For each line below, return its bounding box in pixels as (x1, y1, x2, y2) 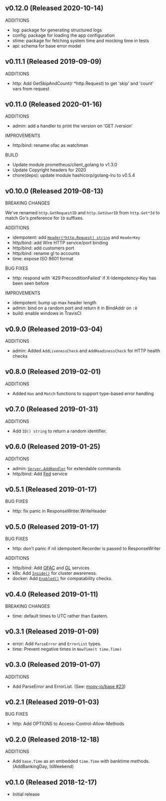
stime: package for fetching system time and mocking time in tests (12, 37, 150, 43)
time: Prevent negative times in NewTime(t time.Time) (12, 646, 122, 652)
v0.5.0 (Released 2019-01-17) (5, 522, 99, 531)
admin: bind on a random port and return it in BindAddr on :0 (12, 305, 138, 311)
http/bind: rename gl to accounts (12, 250, 80, 256)
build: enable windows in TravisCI (12, 310, 82, 316)
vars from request (12, 85, 50, 91)
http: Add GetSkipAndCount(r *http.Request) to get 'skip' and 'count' (12, 80, 154, 86)
